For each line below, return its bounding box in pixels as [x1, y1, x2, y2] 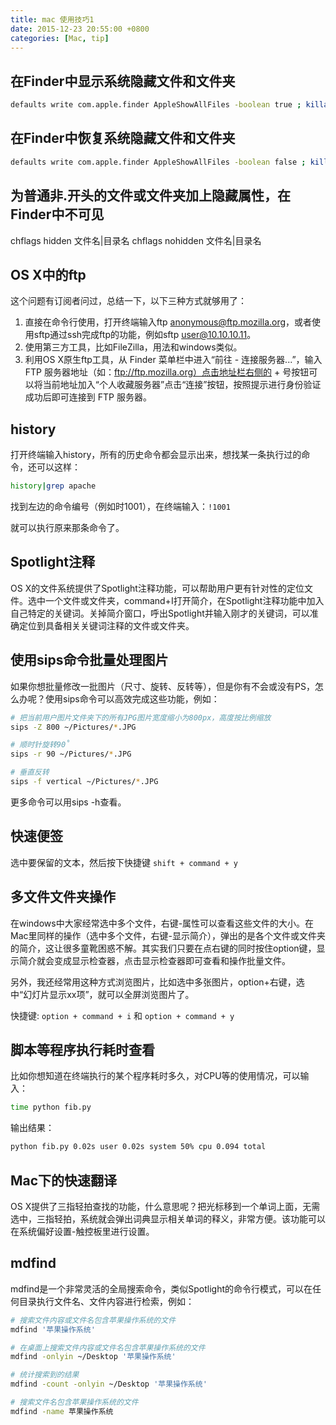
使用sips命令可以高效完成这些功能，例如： [44, 692, 220, 705]
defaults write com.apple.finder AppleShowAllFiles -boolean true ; [10, 100, 302, 110]
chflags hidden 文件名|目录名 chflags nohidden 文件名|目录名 [10, 234, 262, 246]
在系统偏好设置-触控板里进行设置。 [10, 1225, 155, 1237]
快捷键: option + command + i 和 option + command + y [10, 1009, 235, 1021]
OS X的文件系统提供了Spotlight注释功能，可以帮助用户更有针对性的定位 [10, 582, 305, 594]
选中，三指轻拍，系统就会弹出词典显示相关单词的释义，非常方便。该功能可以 [10, 1212, 326, 1225]
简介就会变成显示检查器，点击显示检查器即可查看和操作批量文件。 [18, 954, 291, 966]
